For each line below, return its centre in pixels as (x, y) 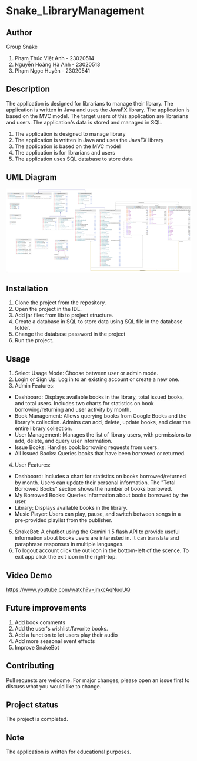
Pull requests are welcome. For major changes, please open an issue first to (98, 680)
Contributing (30, 666)
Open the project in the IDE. (48, 309)
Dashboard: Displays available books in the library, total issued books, (99, 397)
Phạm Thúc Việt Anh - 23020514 (54, 58)
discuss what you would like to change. (54, 686)
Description (28, 89)
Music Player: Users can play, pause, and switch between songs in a (98, 514)
